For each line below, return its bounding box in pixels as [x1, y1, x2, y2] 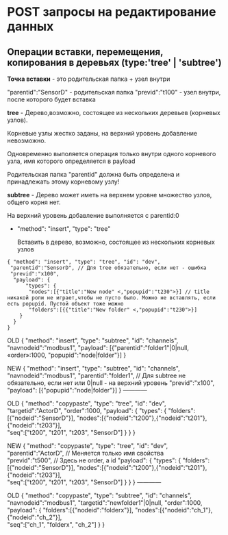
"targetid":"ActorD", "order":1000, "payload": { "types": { [7, 407, 167, 414]
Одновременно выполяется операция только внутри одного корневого [7, 150, 216, 158]
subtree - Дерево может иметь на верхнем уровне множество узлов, [7, 191, 212, 199]
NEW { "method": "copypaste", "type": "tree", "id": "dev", [7, 442, 168, 449]
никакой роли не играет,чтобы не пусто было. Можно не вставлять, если [7, 295, 216, 301]
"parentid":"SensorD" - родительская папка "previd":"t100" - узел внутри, [7, 88, 221, 96]
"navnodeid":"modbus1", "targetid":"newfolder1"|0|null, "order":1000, [7, 499, 203, 507]
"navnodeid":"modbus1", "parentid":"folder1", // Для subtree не [7, 371, 186, 380]
